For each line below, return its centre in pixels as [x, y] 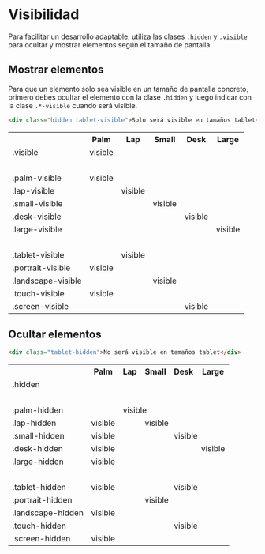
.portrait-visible [41, 268]
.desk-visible [37, 217]
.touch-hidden [39, 526]
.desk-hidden [37, 449]
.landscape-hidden [48, 513]
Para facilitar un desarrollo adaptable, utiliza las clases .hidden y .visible [128, 36]
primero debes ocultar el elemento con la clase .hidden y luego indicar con [130, 97]
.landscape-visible [47, 281]
